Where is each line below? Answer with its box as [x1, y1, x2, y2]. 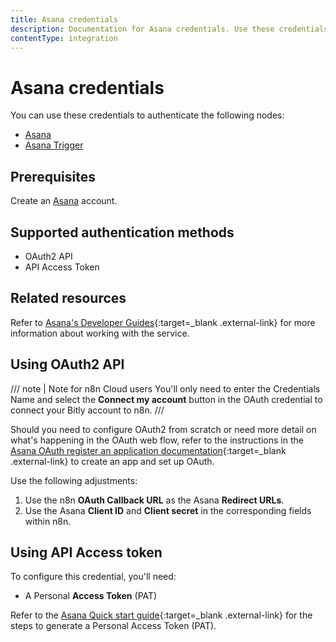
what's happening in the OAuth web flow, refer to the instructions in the [10, 434, 304, 446]
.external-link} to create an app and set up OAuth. [10, 455, 215, 467]
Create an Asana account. [10, 195, 118, 207]
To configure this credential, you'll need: [10, 571, 177, 583]
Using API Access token [10, 544, 163, 561]
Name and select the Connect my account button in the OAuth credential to [10, 393, 323, 405]
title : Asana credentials [10, 14, 118, 25]
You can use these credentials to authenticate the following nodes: [10, 109, 285, 121]
